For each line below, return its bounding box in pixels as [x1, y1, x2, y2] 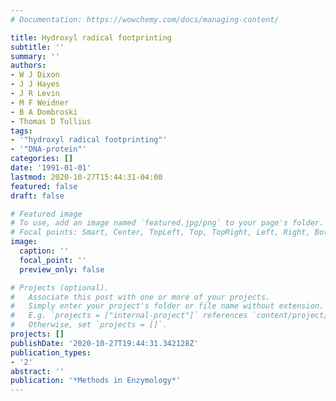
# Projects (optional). [10, 282, 110, 293]
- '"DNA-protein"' [10, 144, 87, 155]
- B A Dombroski [10, 107, 78, 117]
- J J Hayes [10, 79, 60, 90]
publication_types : [10, 347, 92, 358]
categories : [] [10, 154, 74, 164]
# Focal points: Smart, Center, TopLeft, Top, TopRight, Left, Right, [10, 227, 311, 238]
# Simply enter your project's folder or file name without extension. [10, 301, 325, 311]
